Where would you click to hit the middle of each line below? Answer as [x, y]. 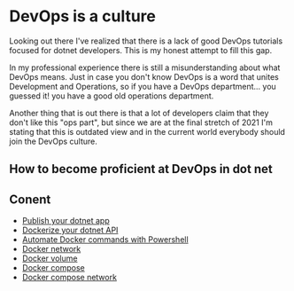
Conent [30, 199]
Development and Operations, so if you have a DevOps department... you [143, 86]
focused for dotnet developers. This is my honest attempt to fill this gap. [141, 50]
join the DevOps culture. [53, 141]
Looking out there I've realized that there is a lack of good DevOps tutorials [146, 41]
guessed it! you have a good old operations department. [112, 96]
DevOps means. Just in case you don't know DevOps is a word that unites [144, 76]
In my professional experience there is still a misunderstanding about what [145, 67]
